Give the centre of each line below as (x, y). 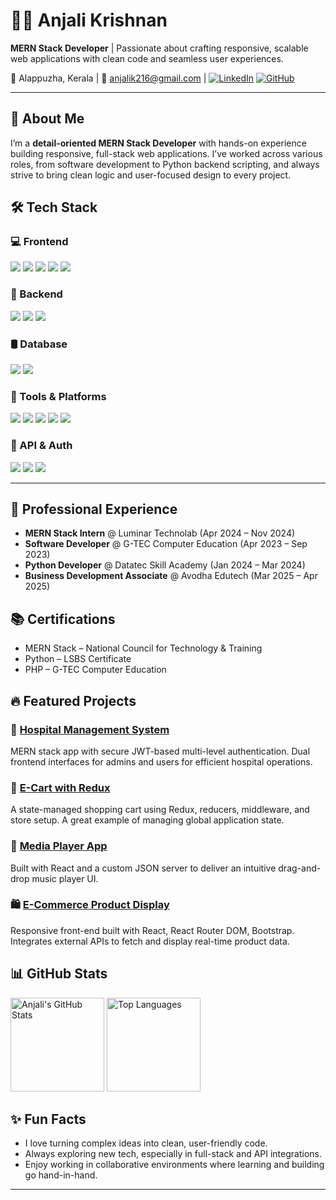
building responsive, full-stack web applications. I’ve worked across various (166, 153)
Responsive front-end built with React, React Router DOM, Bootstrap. (152, 930)
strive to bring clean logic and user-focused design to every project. (151, 175)
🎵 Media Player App (59, 846)
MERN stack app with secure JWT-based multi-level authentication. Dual (160, 751)
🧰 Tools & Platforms (58, 396)
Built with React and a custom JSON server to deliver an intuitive (143, 868)
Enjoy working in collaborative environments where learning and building (174, 1165)
